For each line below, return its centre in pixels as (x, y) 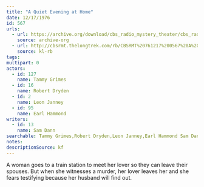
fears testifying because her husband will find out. (69, 177)
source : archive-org (43, 40)
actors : (16, 68)
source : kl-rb (35, 52)
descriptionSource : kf (35, 147)
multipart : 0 (23, 63)
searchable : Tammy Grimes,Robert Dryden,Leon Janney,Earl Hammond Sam (97, 136)
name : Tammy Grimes (42, 80)
